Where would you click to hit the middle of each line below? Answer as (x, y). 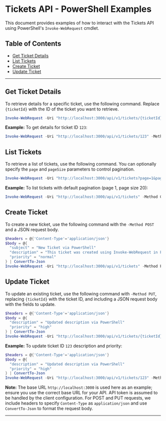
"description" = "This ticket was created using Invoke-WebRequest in (84, 252)
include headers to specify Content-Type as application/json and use (76, 403)
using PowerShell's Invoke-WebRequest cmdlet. (52, 28)
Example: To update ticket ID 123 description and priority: (64, 346)
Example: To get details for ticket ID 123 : (46, 127)
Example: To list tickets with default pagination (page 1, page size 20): (77, 188)
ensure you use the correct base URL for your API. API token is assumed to (82, 393)
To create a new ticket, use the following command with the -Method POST (80, 224)
